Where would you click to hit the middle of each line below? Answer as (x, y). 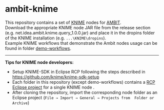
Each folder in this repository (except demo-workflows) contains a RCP (83, 82)
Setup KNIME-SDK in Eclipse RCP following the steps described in (79, 72)
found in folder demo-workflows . (38, 48)
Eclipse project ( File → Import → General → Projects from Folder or (83, 97)
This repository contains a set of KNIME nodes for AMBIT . (63, 22)
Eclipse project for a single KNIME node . (53, 87)
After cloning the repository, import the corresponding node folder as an (85, 92)
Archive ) (21, 103)
